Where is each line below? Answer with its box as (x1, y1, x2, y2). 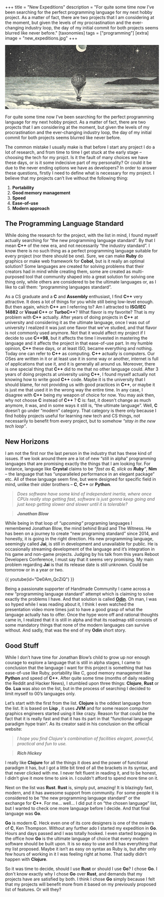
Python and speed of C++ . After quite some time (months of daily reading (5, 675, 154, 681)
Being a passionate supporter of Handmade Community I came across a (5, 586, 150, 592)
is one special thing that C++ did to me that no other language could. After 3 (5, 366, 159, 372)
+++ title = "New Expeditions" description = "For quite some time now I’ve (5, 4, 155, 10)
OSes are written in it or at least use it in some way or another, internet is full (5, 356, 159, 362)
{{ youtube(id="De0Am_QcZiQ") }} (5, 576, 75, 582)
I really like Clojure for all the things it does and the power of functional (5, 760, 148, 765)
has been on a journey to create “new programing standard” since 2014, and (5, 530, 159, 536)
